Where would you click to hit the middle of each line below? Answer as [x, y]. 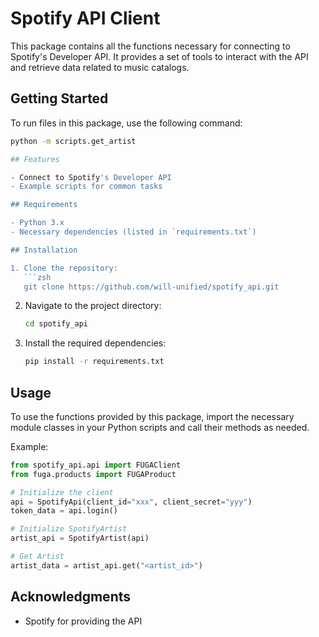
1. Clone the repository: [64, 268]
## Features [35, 159]
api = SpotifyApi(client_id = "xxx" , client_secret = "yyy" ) [131, 502]
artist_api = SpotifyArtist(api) [80, 538]
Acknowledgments [71, 597]
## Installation [44, 250]
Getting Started [59, 98]
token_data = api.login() [64, 511]
